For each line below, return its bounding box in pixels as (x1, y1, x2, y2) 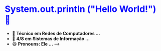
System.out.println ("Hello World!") (5, 3, 156, 15)
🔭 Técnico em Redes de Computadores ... (12, 30, 100, 36)
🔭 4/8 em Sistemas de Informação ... (12, 36, 90, 42)
